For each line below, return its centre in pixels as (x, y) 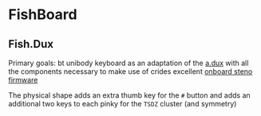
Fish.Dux (31, 44)
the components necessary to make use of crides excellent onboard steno (130, 72)
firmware (23, 80)
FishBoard (43, 15)
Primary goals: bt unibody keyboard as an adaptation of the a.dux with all (129, 63)
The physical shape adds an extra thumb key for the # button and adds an (130, 95)
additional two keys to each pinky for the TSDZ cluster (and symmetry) (123, 104)
